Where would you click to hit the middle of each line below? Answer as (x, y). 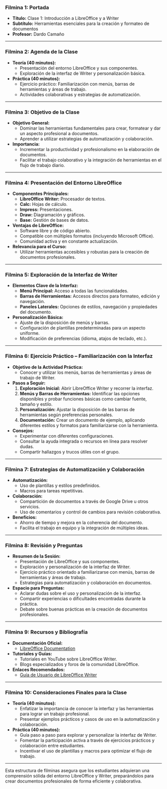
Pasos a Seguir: (29, 383)
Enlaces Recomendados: (39, 669)
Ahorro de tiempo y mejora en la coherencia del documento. (81, 523)
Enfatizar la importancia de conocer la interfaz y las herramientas (87, 708)
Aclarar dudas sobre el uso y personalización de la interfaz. (81, 593)
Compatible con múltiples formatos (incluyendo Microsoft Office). (87, 236)
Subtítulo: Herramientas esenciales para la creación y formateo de (81, 23)
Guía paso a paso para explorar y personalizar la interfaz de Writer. (88, 735)
